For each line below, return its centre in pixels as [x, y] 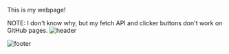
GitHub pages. [28, 30]
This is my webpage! [36, 10]
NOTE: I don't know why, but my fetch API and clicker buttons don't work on [115, 23]
